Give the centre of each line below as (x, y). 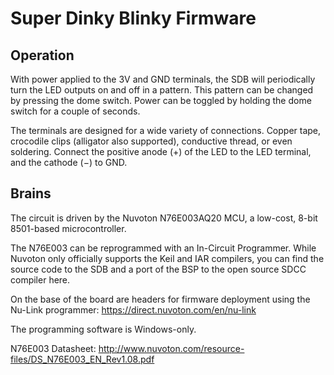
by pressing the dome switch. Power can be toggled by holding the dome (161, 100)
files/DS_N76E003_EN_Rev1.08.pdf (82, 359)
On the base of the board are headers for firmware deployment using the (160, 299)
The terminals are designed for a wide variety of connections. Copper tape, (166, 130)
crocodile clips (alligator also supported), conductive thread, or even (151, 141)
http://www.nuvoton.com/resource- (171, 348)
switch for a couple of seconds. (75, 111)
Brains (31, 193)
